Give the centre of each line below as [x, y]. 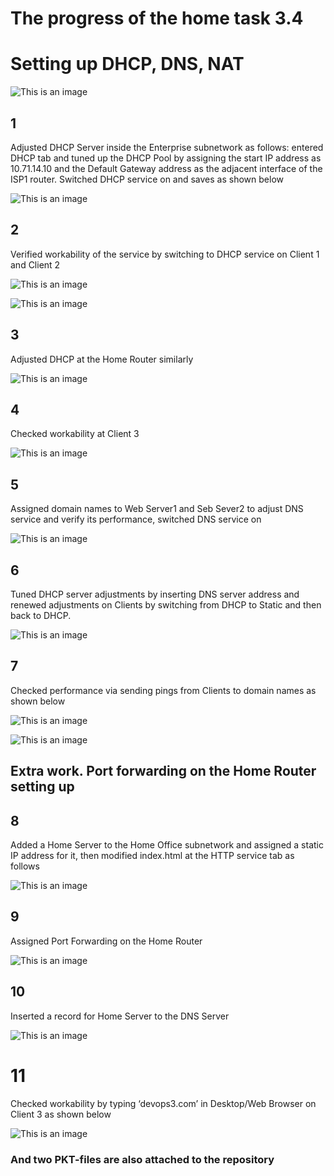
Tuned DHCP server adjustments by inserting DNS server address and [155, 594]
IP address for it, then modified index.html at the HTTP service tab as [152, 856]
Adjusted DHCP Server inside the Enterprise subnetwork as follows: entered [167, 147]
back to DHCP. [41, 615]
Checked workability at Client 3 [75, 434]
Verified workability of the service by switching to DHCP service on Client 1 [165, 254]
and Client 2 [35, 264]
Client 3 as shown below [61, 1114]
